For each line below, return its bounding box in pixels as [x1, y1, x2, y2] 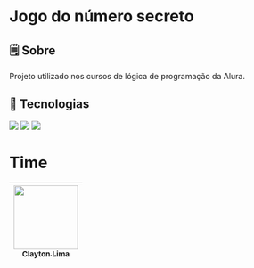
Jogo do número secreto [9, 6, 194, 27]
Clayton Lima [21, 248, 70, 259]
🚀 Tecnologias [9, 96, 90, 112]
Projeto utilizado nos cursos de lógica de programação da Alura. [9, 71, 245, 81]
